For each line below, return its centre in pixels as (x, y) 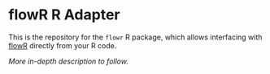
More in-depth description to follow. (68, 61)
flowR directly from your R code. (63, 45)
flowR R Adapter (64, 15)
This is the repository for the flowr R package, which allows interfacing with (135, 37)
